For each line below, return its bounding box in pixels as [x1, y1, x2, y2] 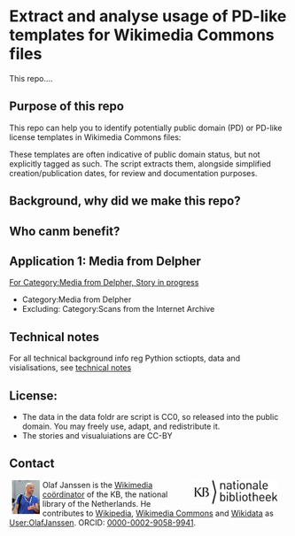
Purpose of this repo [9, 99, 124, 114]
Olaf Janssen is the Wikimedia [43, 479, 153, 490]
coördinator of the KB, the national [43, 489, 168, 500]
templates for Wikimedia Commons [9, 25, 275, 45]
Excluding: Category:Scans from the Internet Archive [21, 304, 215, 315]
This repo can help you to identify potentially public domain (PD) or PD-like [9, 122, 283, 133]
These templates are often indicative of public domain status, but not [9, 149, 260, 159]
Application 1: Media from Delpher [9, 253, 201, 268]
